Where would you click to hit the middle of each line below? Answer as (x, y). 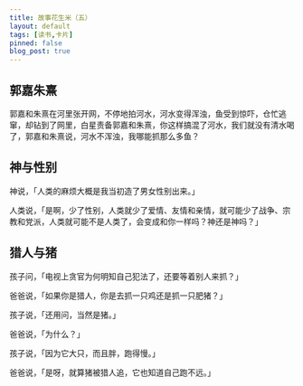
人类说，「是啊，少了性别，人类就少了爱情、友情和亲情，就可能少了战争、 (146, 210)
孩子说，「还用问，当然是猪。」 (65, 315)
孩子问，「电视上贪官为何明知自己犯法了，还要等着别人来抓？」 (126, 276)
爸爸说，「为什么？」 (47, 334)
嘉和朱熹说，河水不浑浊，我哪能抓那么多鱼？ (116, 136)
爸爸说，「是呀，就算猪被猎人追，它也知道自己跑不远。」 (112, 372)
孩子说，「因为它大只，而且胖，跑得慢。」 (85, 353)
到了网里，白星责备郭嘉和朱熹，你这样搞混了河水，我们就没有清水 (163, 125)
